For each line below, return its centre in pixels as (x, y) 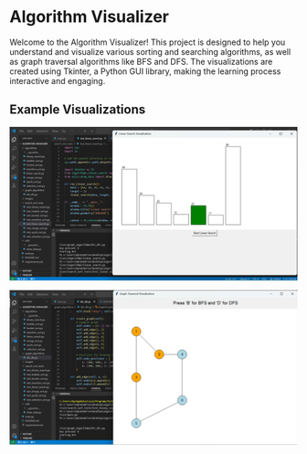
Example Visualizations (78, 110)
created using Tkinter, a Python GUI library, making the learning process (145, 71)
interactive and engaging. (58, 80)
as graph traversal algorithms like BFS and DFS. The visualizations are (141, 61)
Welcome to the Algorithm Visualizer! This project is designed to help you (148, 42)
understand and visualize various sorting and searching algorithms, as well (150, 51)
